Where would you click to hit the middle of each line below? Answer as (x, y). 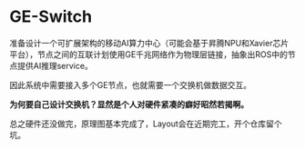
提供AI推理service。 (55, 65)
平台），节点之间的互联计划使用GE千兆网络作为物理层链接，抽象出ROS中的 (149, 54)
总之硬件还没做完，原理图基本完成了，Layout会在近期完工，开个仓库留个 (146, 124)
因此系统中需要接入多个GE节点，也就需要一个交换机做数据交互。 (131, 84)
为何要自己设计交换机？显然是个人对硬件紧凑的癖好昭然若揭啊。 (129, 104)
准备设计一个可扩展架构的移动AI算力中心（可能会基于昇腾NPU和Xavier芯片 (149, 43)
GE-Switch (51, 17)
